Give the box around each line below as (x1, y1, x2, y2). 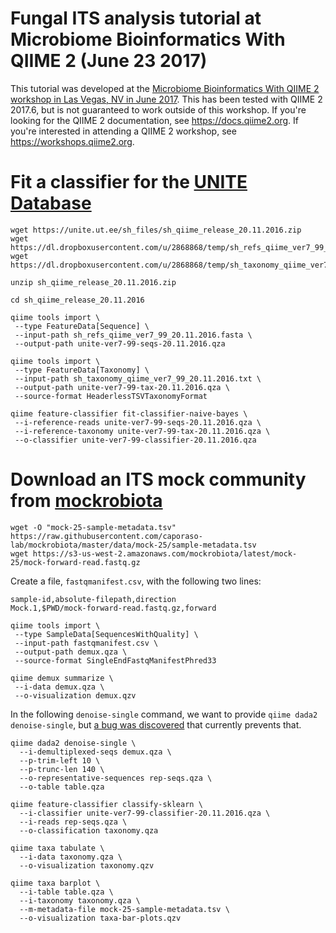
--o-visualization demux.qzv (14, 690, 137, 701)
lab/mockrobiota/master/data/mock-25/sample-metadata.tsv (10, 540, 257, 550)
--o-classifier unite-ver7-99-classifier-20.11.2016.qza (14, 435, 257, 445)
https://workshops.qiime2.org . (10, 135, 135, 147)
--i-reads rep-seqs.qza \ (19, 817, 128, 827)
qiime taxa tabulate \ (10, 843, 105, 853)
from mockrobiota (10, 490, 163, 512)
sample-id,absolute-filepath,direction (10, 594, 177, 604)
